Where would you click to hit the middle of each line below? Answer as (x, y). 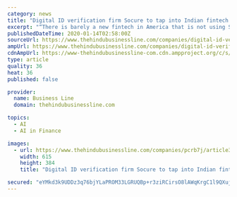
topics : (19, 118)
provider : (22, 92)
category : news (30, 14)
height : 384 (37, 163)
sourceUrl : (23, 40)
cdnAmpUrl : (23, 53)
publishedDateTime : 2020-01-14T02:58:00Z (69, 33)
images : (19, 144)
